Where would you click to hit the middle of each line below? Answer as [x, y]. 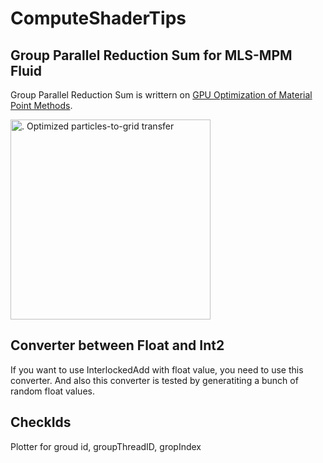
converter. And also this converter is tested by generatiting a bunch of [154, 380]
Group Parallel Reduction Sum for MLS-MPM [151, 55]
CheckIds [41, 422]
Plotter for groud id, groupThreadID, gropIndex [106, 446]
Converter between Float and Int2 [117, 345]
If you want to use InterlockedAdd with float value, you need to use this [157, 369]
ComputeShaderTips [98, 18]
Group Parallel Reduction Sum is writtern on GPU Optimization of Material [161, 95]
